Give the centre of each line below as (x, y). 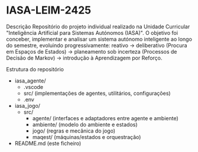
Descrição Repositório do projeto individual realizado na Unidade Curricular (98, 27)
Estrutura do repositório (35, 69)
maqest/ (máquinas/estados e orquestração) (87, 137)
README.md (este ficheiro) (48, 143)
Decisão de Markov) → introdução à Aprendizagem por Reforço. (84, 58)
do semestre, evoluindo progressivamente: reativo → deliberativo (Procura (97, 45)
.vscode (33, 87)
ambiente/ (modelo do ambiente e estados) (85, 124)
